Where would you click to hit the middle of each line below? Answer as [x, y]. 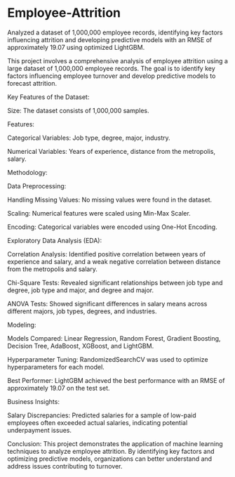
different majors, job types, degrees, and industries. [82, 311]
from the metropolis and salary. [53, 269]
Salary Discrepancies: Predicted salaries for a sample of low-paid [102, 415]
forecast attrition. [32, 83]
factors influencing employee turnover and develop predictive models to [112, 76]
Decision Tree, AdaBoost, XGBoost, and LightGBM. [81, 346]
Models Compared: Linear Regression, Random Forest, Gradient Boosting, [114, 338]
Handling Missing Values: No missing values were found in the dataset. [110, 200]
